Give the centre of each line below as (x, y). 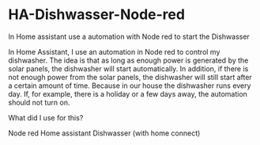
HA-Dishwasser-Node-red (97, 15)
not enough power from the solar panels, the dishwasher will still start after (130, 77)
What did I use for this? (46, 117)
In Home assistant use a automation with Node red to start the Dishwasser (129, 36)
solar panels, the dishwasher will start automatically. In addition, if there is (128, 68)
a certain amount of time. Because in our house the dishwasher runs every (130, 86)
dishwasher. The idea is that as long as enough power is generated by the (128, 60)
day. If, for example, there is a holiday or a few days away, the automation (128, 93)
